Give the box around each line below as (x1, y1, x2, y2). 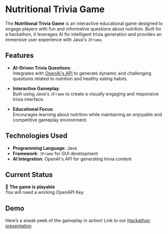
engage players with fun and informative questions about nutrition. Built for (5, 25, 162, 31)
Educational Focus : (12, 106, 54, 112)
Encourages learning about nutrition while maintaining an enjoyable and (12, 111, 162, 117)
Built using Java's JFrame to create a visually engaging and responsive (12, 90, 159, 97)
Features (5, 51, 34, 60)
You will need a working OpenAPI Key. (5, 189, 85, 195)
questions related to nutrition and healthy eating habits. (12, 75, 128, 82)
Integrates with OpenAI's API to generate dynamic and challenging (12, 70, 152, 76)
